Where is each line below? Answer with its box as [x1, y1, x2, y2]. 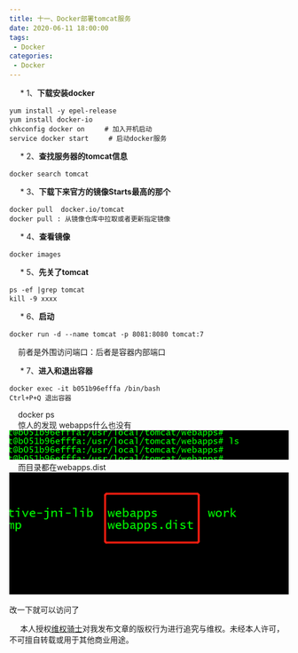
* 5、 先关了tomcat [20, 267, 89, 277]
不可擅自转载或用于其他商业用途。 [9, 634, 134, 645]
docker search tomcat [9, 169, 90, 178]
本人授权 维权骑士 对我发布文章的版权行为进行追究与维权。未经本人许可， [20, 623, 285, 633]
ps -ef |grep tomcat [9, 286, 86, 295]
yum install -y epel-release [9, 106, 117, 115]
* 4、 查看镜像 [20, 232, 71, 241]
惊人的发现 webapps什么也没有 [17, 420, 132, 430]
